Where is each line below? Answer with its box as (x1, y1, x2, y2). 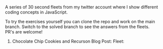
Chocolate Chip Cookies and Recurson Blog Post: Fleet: (12, 38, 125, 44)
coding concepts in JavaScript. (5, 9, 68, 15)
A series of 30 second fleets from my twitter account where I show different (5, 4, 158, 10)
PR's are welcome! (5, 29, 43, 34)
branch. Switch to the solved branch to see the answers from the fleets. (5, 24, 150, 30)
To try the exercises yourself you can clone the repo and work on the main (5, 19, 155, 24)
